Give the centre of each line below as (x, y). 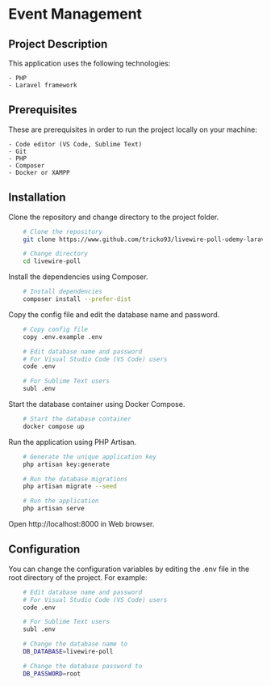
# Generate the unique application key (90, 457)
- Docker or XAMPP (39, 172)
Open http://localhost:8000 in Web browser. (81, 524)
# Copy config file (56, 329)
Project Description (58, 44)
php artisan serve (54, 509)
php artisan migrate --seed (70, 486)
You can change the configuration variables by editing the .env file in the (129, 569)
